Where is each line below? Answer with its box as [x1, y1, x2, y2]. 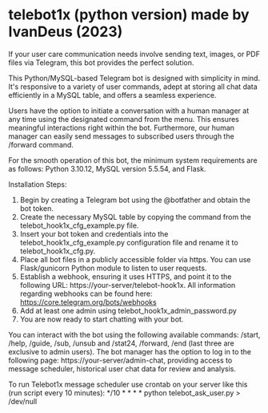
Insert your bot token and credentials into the [19, 229, 169, 238]
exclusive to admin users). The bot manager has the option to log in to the [8, 346, 252, 356]
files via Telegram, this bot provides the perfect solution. [8, 58, 194, 67]
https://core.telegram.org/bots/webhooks [19, 297, 158, 306]
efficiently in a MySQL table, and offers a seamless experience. [8, 90, 217, 99]
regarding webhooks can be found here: [19, 289, 154, 298]
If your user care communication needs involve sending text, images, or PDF [8, 49, 260, 59]
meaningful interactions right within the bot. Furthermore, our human [8, 123, 234, 132]
